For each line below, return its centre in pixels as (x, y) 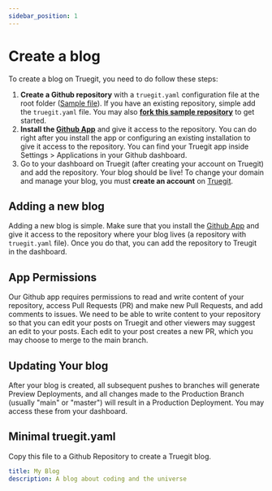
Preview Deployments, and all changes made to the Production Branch (127, 394)
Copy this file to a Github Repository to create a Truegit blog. (110, 456)
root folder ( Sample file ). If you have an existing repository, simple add (138, 103)
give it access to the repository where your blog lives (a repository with (127, 235)
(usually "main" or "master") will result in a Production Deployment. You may (136, 402)
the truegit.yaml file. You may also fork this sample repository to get (137, 111)
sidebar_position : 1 (43, 16)
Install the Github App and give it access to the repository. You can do (138, 129)
